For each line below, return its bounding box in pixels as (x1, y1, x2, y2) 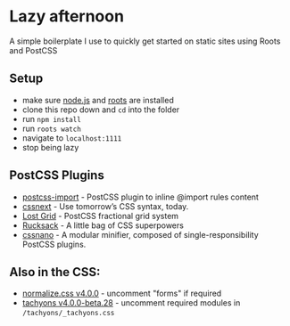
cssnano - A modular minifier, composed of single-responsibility (21, 229, 259, 240)
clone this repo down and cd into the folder (21, 104, 180, 115)
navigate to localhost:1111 (21, 132, 122, 143)
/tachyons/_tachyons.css (21, 309, 115, 318)
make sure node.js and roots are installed (21, 94, 174, 105)
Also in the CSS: (9, 265, 101, 280)
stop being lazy (21, 142, 79, 152)
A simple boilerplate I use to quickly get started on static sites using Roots (9, 36, 281, 46)
